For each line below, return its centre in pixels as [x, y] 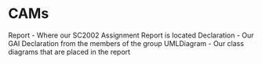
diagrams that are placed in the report [69, 52]
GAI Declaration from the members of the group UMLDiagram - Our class [126, 43]
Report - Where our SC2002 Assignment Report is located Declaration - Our [131, 35]
